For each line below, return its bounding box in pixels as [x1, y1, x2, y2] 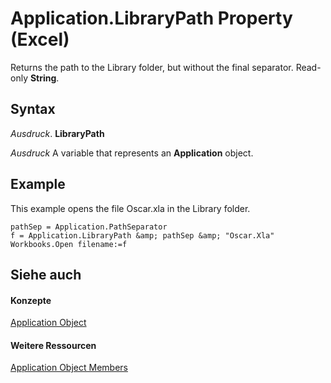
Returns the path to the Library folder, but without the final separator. [10, 61, 294, 73]
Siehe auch [10, 266, 82, 283]
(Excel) [10, 28, 70, 51]
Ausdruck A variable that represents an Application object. [10, 147, 254, 159]
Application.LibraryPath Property [10, 7, 293, 30]
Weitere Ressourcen [10, 339, 97, 351]
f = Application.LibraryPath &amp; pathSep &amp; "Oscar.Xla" [10, 230, 275, 241]
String [29, 72, 57, 84]
